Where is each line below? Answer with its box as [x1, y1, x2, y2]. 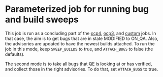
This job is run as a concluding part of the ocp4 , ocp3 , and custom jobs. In [5, 30, 156, 36]
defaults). [5, 51, 25, 57]
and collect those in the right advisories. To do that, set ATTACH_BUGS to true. [5, 66, 159, 72]
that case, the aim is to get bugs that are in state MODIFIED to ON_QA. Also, [5, 36, 159, 41]
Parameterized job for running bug [5, 3, 149, 15]
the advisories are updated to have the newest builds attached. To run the [5, 40, 155, 46]
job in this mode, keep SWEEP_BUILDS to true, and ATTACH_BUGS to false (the [5, 46, 153, 52]
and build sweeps [5, 14, 79, 25]
